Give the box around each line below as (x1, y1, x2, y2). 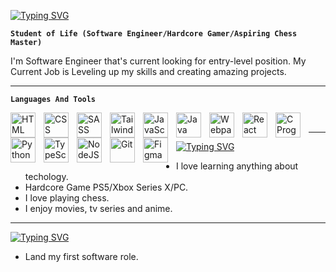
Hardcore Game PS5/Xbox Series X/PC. (24, 181, 189, 193)
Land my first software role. (24, 251, 139, 262)
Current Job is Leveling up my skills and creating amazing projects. (10, 66, 287, 77)
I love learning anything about (176, 160, 299, 172)
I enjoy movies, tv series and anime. (24, 203, 173, 214)
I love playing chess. (24, 192, 110, 204)
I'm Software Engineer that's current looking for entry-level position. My (10, 55, 307, 67)
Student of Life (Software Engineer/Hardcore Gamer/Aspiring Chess (10, 29, 298, 39)
